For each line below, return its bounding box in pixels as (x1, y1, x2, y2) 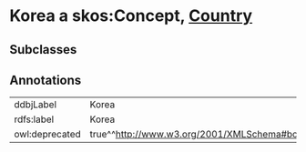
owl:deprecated (14, 128, 82, 141)
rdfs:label (14, 113, 55, 126)
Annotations (9, 72, 82, 87)
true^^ (89, 128, 117, 141)
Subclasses (9, 42, 77, 57)
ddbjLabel (14, 98, 57, 111)
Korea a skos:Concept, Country (9, 5, 253, 26)
